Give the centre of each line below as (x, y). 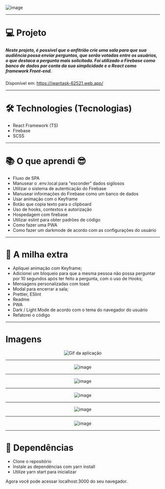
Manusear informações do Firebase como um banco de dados (75, 194)
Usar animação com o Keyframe (45, 199)
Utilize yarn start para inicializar (45, 472)
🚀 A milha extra (37, 255)
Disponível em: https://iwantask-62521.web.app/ (54, 83)
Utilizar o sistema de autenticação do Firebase (59, 189)
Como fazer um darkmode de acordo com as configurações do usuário (84, 230)
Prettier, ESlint (27, 294)
